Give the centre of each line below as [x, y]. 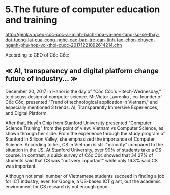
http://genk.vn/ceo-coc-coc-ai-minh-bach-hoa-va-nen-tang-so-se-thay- [82, 34]
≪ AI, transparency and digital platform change [82, 71]
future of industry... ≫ [41, 79]
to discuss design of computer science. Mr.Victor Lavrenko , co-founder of [84, 96]
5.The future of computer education [83, 9]
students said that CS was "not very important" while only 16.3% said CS [81, 160]
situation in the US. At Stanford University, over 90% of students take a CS [83, 150]
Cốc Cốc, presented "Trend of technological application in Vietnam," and [81, 102]
